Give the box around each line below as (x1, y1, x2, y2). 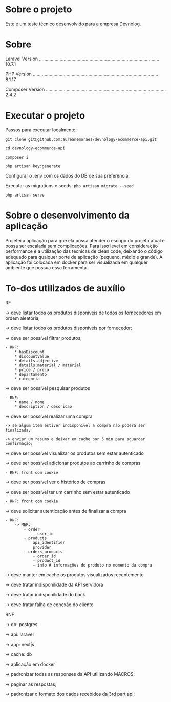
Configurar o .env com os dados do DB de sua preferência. (5, 172, 130, 179)
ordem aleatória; (5, 315, 40, 321)
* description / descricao (14, 404, 72, 409)
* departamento (14, 372, 47, 377)
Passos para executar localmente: (5, 127, 77, 133)
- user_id (32, 531, 54, 536)
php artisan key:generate (5, 163, 60, 169)
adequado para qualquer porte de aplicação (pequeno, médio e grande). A (5, 254, 163, 260)
